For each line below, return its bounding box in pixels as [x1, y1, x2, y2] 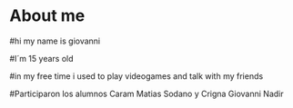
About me [9, 5, 86, 26]
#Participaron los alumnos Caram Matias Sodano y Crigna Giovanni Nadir [9, 88, 284, 99]
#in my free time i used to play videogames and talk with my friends [9, 70, 264, 82]
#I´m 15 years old [9, 53, 74, 64]
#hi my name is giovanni [9, 35, 101, 46]
